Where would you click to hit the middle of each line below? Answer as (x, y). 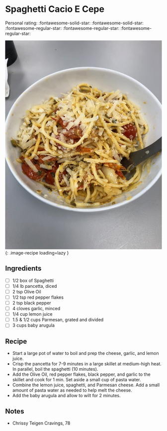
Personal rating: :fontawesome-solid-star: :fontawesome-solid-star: (74, 23)
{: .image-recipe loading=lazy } (37, 253)
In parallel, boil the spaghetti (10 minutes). (55, 369)
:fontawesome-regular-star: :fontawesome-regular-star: (62, 28)
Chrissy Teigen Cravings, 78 (41, 423)
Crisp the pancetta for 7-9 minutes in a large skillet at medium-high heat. (87, 364)
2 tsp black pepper (32, 303)
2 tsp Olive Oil (27, 291)
